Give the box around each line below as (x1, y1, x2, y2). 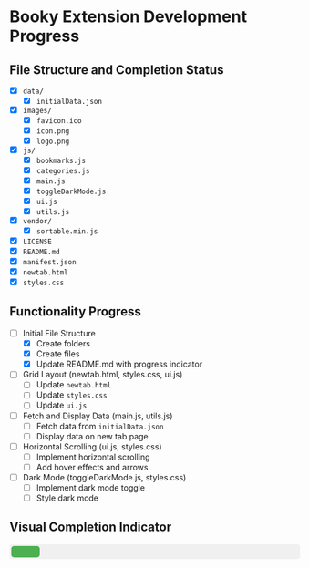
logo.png (36, 137, 70, 146)
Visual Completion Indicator (9, 520, 171, 535)
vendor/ (22, 216, 52, 225)
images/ (22, 106, 52, 115)
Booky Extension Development (9, 6, 248, 27)
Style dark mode (36, 492, 98, 503)
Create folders (36, 338, 91, 349)
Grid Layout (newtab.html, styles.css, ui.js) (22, 369, 183, 380)
